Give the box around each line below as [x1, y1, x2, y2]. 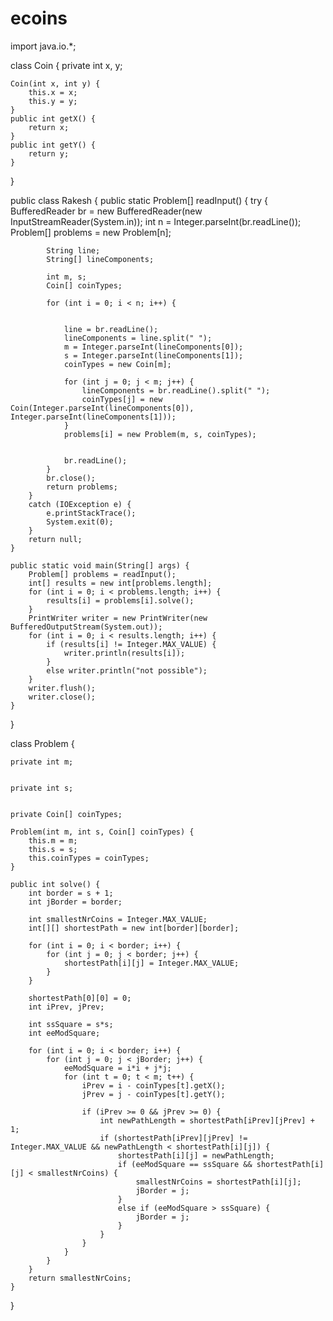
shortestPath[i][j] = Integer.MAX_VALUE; [63, 958, 240, 968]
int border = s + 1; [28, 888, 114, 898]
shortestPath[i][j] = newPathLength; [117, 1150, 275, 1161]
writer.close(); [28, 692, 97, 702]
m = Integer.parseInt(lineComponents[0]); [63, 342, 244, 352]
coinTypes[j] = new [81, 394, 163, 404]
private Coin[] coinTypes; [10, 809, 123, 819]
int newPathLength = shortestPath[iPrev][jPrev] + [99, 1115, 315, 1126]
